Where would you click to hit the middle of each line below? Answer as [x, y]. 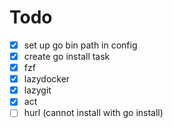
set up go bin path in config [80, 45]
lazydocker [47, 79]
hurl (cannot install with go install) [93, 113]
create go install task [67, 56]
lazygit [37, 90]
